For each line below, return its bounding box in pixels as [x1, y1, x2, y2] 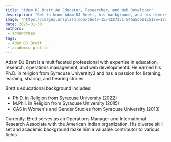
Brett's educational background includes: [5, 85, 92, 91]
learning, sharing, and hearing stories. [5, 75, 85, 81]
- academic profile [7, 45, 49, 50]
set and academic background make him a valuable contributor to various [5, 126, 160, 132]
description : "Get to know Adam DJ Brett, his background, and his [5, 12, 152, 17]
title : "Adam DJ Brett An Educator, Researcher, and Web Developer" [5, 7, 154, 13]
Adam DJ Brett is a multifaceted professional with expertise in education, [5, 59, 158, 65]
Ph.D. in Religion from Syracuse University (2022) [12, 95, 117, 101]
